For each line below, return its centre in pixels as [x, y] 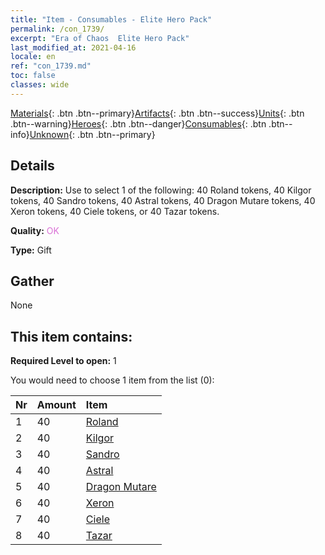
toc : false [33, 76]
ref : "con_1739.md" [51, 66]
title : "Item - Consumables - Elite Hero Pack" [111, 19]
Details [32, 166]
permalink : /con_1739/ [57, 29]
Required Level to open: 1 [63, 361]
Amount [56, 405]
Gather [32, 281]
